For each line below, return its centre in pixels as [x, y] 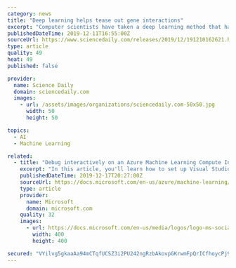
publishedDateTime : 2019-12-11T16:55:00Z [69, 33]
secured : [20, 253]
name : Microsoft [50, 202]
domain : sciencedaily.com [52, 92]
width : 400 [48, 234]
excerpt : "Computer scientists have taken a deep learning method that [114, 27]
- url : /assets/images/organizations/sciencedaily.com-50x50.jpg [118, 105]
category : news [29, 14]
